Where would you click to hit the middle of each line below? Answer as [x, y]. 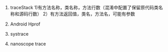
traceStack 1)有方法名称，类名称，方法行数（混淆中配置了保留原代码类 [84, 7]
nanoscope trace [28, 44]
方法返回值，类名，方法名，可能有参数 [95, 14]
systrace [19, 34]
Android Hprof [25, 24]
